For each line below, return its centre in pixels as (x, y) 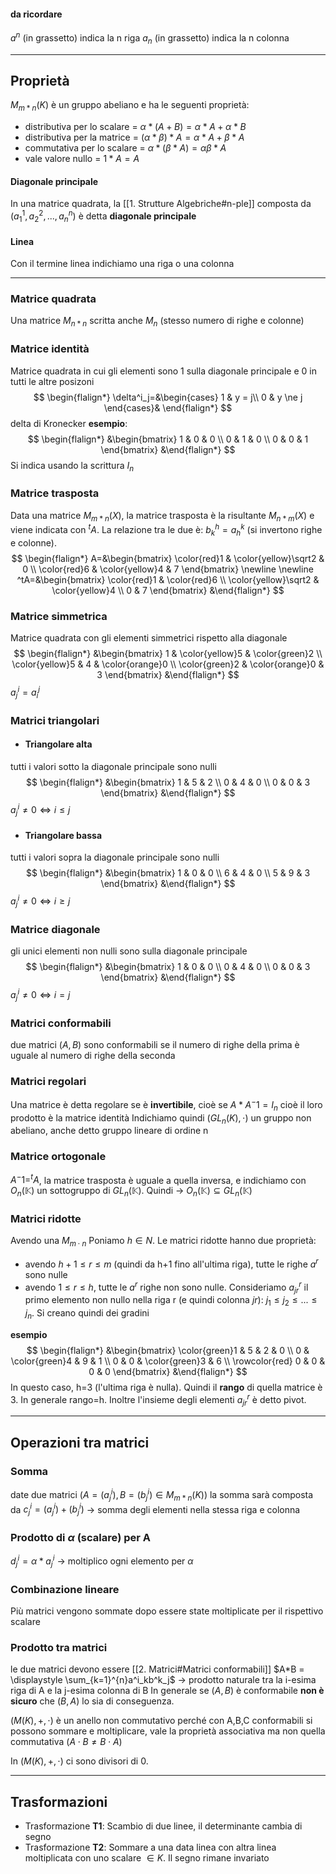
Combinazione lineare (65, 1589)
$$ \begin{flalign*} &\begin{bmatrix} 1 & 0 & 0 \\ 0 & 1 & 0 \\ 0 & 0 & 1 (168, 439)
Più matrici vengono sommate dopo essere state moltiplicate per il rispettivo (167, 1611)
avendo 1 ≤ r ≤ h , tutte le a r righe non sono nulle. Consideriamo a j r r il (166, 1287)
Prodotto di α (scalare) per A (81, 1537)
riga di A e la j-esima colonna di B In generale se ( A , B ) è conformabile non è (167, 1691)
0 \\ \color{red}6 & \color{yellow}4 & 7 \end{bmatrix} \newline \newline (168, 569)
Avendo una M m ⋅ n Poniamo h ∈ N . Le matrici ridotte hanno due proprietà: (163, 1242)
